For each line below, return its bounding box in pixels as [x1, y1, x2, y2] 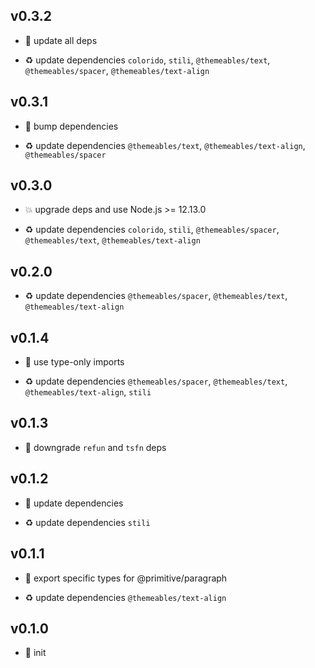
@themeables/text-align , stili [24, 386, 152, 398]
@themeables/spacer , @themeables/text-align [24, 64, 210, 76]
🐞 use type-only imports [24, 356, 125, 368]
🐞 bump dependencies [24, 120, 119, 132]
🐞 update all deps [24, 34, 98, 46]
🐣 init [24, 647, 47, 659]
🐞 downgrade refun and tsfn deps [24, 441, 167, 453]
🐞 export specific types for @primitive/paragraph [24, 572, 228, 584]
